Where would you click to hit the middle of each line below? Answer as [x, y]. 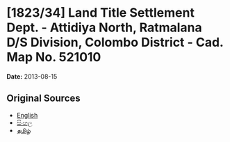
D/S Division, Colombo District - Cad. [115, 42]
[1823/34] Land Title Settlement [101, 13]
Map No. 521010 [54, 57]
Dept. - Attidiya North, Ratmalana [104, 27]
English [27, 115]
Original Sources [43, 98]
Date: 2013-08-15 [32, 76]
